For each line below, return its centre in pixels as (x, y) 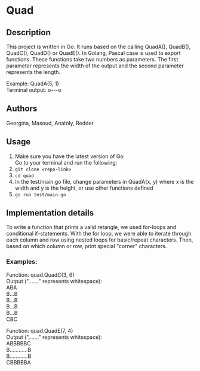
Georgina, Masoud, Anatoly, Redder (50, 123)
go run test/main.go (40, 194)
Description (28, 33)
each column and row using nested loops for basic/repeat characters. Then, (100, 240)
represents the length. (33, 72)
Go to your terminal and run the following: (66, 162)
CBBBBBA (19, 362)
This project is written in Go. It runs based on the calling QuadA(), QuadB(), (99, 47)
